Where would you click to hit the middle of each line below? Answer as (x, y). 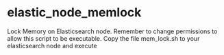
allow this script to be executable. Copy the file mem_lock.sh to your (103, 38)
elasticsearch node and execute (52, 45)
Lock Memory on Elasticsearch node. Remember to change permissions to (112, 31)
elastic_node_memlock (74, 13)
